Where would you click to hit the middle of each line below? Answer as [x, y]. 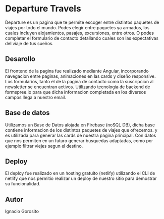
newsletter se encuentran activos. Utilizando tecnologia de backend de [78, 87]
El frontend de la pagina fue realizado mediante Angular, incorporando [77, 71]
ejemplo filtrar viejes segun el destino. [44, 146]
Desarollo [20, 59]
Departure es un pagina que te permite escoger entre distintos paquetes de [82, 22]
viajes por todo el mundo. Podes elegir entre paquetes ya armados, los [77, 27]
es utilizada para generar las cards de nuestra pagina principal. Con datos [81, 135]
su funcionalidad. [23, 184]
